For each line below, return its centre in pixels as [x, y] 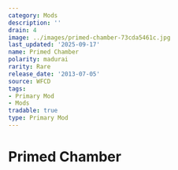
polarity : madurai [38, 60]
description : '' [35, 23]
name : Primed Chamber [44, 52]
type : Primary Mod [38, 118]
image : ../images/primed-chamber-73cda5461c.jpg [89, 37]
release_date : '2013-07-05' [54, 74]
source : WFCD [30, 81]
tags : [17, 89]
